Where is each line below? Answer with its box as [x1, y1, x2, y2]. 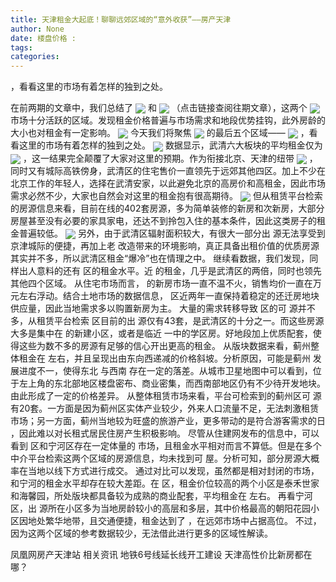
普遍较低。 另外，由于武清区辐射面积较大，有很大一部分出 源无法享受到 [18, 227, 326, 239]
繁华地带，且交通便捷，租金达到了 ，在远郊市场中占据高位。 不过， [44, 515, 322, 527]
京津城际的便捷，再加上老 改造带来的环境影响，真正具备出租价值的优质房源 [10, 240, 320, 252]
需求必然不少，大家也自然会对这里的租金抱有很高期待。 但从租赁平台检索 [10, 189, 323, 201]
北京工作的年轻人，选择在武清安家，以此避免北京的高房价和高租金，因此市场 [10, 177, 326, 189]
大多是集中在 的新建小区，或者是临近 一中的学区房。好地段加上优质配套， [10, 327, 313, 340]
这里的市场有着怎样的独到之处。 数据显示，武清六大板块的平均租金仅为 [18, 139, 323, 151]
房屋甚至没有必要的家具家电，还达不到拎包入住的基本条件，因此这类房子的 [10, 214, 317, 226]
